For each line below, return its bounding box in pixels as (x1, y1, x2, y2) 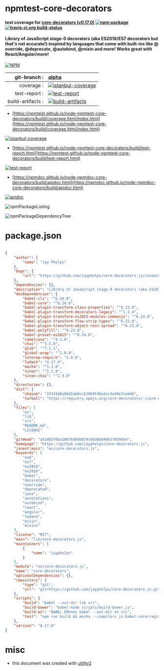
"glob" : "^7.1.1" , (22, 346, 60, 351)
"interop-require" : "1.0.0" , (22, 355, 82, 360)
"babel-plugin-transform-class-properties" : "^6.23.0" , (22, 305, 139, 310)
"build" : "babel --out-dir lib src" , (22, 601, 99, 606)
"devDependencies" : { (14, 291, 58, 296)
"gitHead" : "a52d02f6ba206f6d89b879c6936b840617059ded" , (14, 437, 132, 442)
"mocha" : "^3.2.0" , (22, 364, 62, 369)
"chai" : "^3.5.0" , (22, 342, 60, 346)
